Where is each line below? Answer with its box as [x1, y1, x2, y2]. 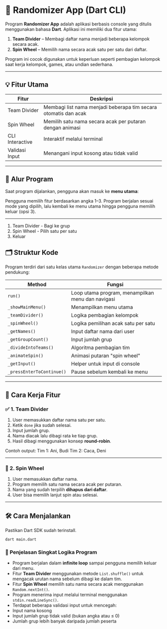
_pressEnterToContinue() [7, 369, 67, 375]
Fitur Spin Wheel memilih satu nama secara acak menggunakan [12, 581, 144, 587]
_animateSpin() [7, 353, 44, 359]
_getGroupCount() [7, 337, 49, 342]
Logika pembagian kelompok [71, 312, 139, 319]
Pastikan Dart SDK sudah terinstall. [5, 527, 77, 533]
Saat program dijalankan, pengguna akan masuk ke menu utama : [5, 188, 139, 194]
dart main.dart [5, 537, 37, 542]
